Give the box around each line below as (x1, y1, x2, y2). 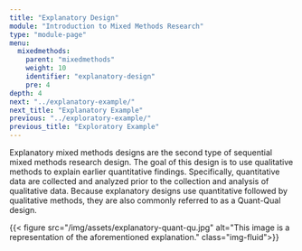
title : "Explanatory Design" (9, 13, 119, 23)
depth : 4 (9, 88, 42, 98)
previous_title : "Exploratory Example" (9, 123, 160, 132)
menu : (9, 38, 30, 48)
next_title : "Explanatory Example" (9, 106, 144, 115)
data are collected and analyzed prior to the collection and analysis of (9, 176, 269, 186)
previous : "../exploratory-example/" (9, 114, 152, 123)
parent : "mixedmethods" (25, 55, 116, 64)
